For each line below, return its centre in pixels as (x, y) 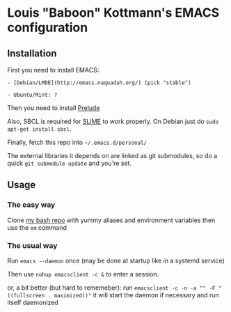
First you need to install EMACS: (53, 70)
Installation (32, 53)
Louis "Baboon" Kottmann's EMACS (113, 13)
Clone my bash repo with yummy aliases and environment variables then (111, 220)
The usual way (32, 245)
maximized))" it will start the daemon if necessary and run (136, 295)
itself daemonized (33, 302)
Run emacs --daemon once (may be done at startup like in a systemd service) (116, 260)
